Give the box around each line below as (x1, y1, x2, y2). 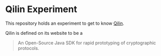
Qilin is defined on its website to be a (5, 30, 83, 36)
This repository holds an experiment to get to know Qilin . (5, 20, 124, 26)
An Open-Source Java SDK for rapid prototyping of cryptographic (17, 39, 156, 46)
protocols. (17, 45, 39, 51)
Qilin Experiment (5, 4, 77, 15)
